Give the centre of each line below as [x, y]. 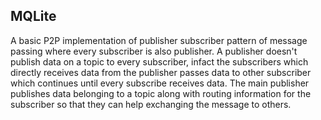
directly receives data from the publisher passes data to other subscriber [161, 72]
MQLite [33, 16]
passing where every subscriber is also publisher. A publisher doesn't [154, 51]
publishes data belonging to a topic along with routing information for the [161, 93]
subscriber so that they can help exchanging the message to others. [151, 104]
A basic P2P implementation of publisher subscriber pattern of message [159, 40]
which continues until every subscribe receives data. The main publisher [160, 83]
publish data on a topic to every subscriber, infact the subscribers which [159, 61]
